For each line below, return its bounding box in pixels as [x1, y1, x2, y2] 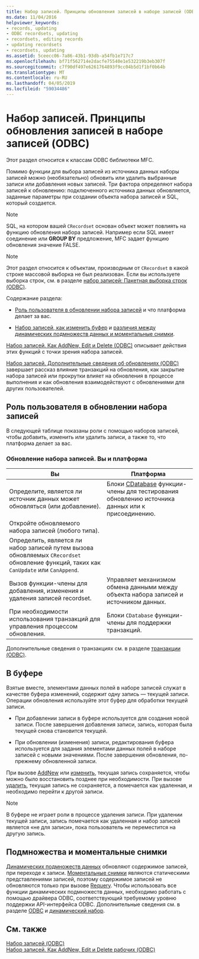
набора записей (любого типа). [9, 526, 99, 535]
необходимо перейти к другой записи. [6, 787, 104, 795]
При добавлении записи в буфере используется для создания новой [14, 715, 190, 722]
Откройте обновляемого [9, 519, 81, 527]
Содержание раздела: [6, 294, 63, 301]
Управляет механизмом [106, 575, 176, 583]
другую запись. [6, 830, 46, 837]
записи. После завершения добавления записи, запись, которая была [14, 720, 192, 728]
